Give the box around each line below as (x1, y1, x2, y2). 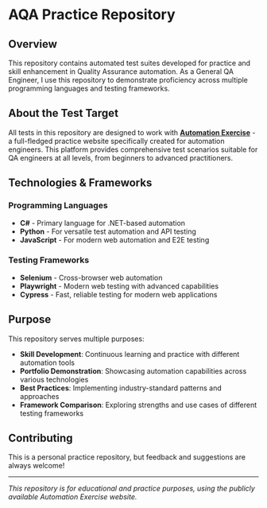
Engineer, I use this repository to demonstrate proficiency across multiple (8, 76, 249, 84)
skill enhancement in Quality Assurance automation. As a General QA (8, 67, 234, 76)
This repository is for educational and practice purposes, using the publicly (8, 483, 256, 494)
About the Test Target (8, 107, 119, 120)
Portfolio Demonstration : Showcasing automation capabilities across (19, 366, 247, 375)
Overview (8, 37, 58, 51)
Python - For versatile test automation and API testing (19, 227, 197, 236)
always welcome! (8, 461, 65, 471)
